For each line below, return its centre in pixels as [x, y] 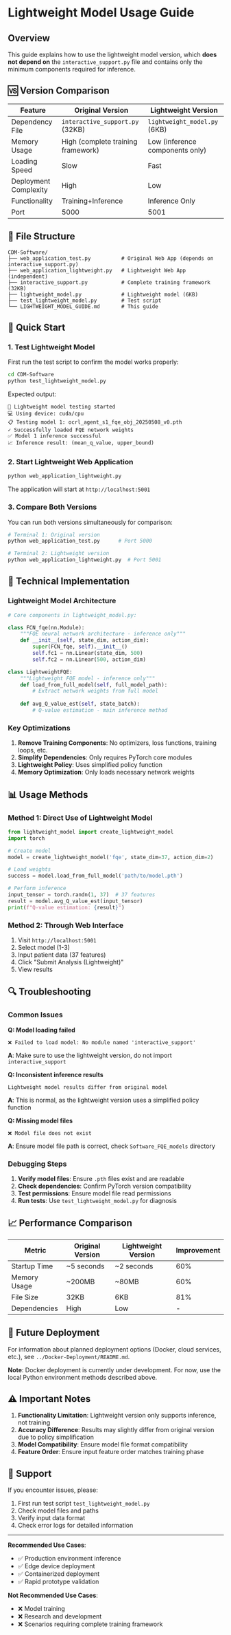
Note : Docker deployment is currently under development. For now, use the [114, 1369]
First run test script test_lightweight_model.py [84, 1504]
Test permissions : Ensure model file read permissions [94, 1193]
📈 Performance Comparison [70, 1223]
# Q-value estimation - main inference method [100, 711]
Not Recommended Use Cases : [53, 1595]
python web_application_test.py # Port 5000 [80, 541]
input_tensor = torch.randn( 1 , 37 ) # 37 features [82, 895]
